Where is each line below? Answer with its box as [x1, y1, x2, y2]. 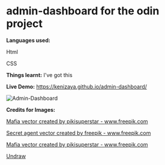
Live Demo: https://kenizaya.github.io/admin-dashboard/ [6, 82, 147, 90]
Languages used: [6, 36, 51, 44]
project [6, 17, 43, 30]
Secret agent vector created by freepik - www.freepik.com [6, 129, 151, 136]
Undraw [6, 152, 26, 160]
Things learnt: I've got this [6, 71, 73, 78]
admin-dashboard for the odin [6, 4, 160, 18]
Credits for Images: [6, 106, 56, 113]
